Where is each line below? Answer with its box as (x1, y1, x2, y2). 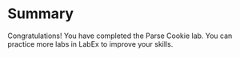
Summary (7, 5, 74, 23)
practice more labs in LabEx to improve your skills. (7, 39, 174, 48)
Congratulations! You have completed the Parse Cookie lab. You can (7, 31, 233, 40)
